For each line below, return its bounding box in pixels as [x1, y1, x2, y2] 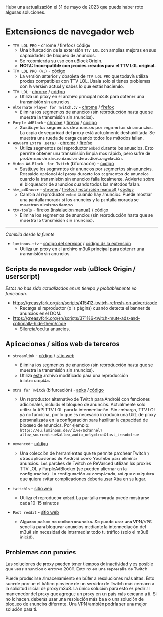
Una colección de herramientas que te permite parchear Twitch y [19, 450, 150, 456]
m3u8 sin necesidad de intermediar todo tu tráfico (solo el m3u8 [19, 529, 148, 535]
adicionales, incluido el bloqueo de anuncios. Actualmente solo [19, 401, 146, 407]
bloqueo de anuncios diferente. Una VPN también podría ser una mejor [5, 601, 147, 607]
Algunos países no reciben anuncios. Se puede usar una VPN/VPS [19, 519, 152, 524]
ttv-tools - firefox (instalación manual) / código [12, 207, 108, 213]
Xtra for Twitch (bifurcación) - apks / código [12, 387, 104, 393]
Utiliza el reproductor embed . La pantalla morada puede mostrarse [19, 494, 149, 501]
